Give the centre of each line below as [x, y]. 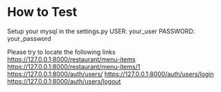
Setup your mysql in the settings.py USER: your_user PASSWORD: [101, 31]
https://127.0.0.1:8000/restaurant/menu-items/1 [74, 66]
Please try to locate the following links [61, 52]
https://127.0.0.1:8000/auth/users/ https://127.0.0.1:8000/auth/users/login [111, 74]
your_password [29, 38]
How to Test [42, 12]
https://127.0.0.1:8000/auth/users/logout [64, 81]
